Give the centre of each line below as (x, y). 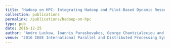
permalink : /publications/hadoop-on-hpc (49, 19)
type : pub (16, 24)
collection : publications (32, 14)
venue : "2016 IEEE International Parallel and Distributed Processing (81, 38)
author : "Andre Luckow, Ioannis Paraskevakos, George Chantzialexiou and (85, 33)
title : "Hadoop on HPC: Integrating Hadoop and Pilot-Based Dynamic (79, 10)
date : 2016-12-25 (24, 28)
